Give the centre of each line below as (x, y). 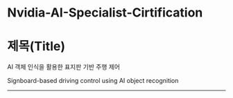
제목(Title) (36, 47)
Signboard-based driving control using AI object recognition (93, 81)
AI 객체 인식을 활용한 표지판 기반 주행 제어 (63, 67)
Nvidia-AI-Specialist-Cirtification (105, 13)
